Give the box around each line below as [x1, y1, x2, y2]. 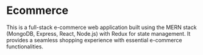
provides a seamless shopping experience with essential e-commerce [6, 36, 182, 44]
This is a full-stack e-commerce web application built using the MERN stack [6, 24, 197, 31]
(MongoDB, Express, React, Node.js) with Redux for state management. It [6, 30, 191, 37]
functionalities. [6, 43, 44, 50]
